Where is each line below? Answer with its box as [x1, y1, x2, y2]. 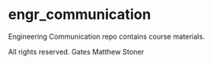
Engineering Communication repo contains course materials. [8, 32, 205, 41]
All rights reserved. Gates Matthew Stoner [8, 47, 144, 56]
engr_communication [8, 6, 151, 24]
